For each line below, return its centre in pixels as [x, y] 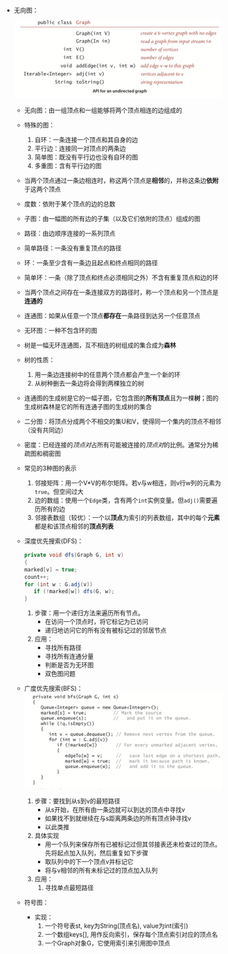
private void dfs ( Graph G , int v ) [74, 555]
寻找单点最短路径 [69, 887]
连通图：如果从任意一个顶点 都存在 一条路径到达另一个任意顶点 [112, 316]
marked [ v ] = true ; [51, 570]
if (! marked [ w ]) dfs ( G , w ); [74, 591]
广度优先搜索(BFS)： [53, 688]
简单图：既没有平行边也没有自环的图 [86, 157]
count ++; [37, 577]
